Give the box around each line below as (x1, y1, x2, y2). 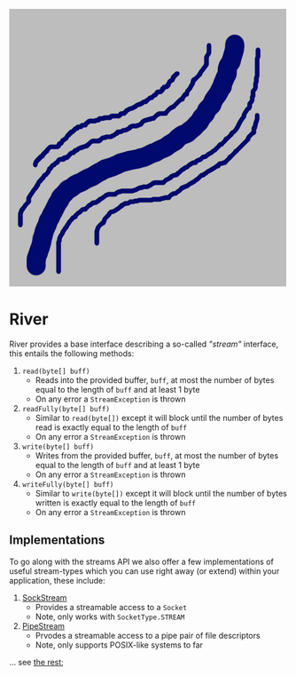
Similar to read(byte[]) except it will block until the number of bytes (35, 412, 284, 423)
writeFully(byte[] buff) (21, 480, 114, 489)
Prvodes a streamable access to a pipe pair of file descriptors (35, 630, 261, 640)
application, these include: (9, 575, 105, 585)
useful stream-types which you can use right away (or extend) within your (9, 565, 280, 577)
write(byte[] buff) (21, 442, 95, 451)
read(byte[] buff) (21, 367, 90, 376)
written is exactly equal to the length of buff (35, 497, 197, 508)
